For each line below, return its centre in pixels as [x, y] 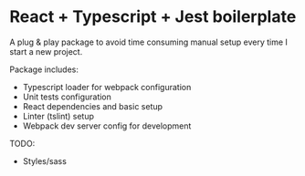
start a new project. [46, 51]
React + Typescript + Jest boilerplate [153, 17]
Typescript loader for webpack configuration [107, 87]
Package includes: [44, 69]
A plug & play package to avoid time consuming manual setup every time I [148, 42]
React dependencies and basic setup [92, 106]
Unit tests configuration [67, 97]
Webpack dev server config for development [107, 126]
